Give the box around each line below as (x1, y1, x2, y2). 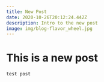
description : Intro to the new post (6, 20, 98, 26)
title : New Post (6, 8, 47, 15)
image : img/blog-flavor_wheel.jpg (6, 25, 93, 32)
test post (6, 71, 31, 77)
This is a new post (6, 51, 98, 65)
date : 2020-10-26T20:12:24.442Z (6, 14, 87, 20)
